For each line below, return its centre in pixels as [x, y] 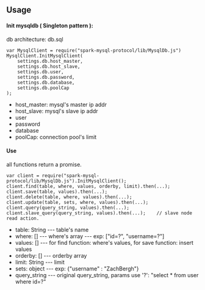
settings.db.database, [46, 82]
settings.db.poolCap [43, 88]
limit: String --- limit [40, 262]
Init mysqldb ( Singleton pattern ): [50, 25]
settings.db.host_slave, [49, 67]
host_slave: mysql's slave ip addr [57, 111]
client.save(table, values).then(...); [57, 192]
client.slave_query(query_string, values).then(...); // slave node [99, 213]
